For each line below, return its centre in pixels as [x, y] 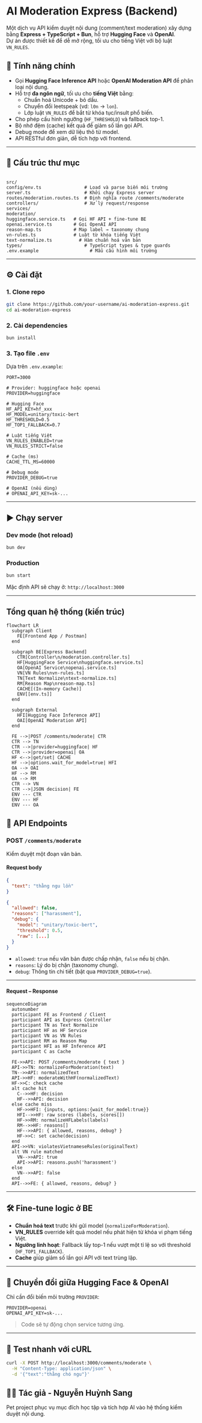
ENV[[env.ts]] [35, 694]
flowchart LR [23, 626]
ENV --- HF [25, 800]
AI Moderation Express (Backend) [92, 11]
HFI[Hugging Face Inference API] [59, 715]
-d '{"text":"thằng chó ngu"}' [51, 1374]
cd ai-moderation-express [38, 310]
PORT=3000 [19, 378]
